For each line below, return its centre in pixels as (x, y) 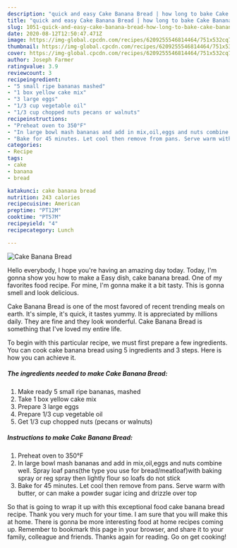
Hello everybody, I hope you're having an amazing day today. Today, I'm (112, 270)
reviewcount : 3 (30, 73)
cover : (17, 54)
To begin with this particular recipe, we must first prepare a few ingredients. (117, 342)
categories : (25, 145)
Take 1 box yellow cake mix (57, 399)
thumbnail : (23, 47)
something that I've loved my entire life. (65, 328)
